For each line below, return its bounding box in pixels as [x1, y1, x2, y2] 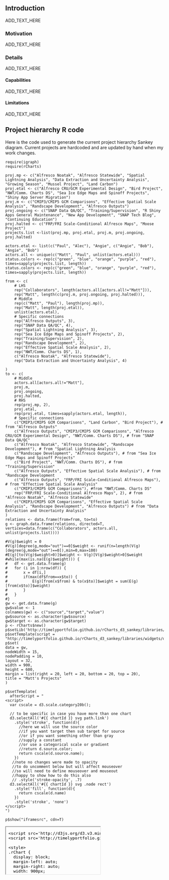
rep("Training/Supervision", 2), [14, 336, 84, 341]
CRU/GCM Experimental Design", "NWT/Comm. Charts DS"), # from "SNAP [5, 433, 154, 438]
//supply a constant [18, 737, 62, 743]
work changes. [5, 150, 36, 156]
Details [5, 54, 23, 61]
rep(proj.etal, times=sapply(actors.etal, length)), [14, 411, 127, 416]
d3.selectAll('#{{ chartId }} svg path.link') [10, 716, 109, 721]
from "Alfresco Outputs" [5, 424, 57, 429]
